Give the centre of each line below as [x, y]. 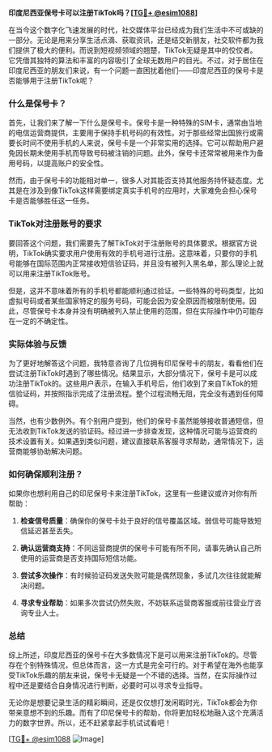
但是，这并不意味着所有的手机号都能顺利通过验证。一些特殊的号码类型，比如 [136, 290]
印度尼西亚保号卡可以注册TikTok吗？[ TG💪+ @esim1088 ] [103, 13]
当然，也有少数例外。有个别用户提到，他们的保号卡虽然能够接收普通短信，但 [136, 421]
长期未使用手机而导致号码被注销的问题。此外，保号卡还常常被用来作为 [139, 153]
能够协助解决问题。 [54, 451]
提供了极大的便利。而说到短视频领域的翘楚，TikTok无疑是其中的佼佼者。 [136, 50]
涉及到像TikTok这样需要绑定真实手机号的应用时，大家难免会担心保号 [143, 190]
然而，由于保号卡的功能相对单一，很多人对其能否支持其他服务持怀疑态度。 [132, 181]
